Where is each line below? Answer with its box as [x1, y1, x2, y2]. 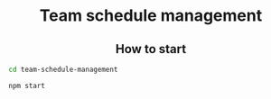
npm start [8, 81, 46, 90]
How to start [115, 41, 187, 57]
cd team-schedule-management [8, 65, 118, 74]
